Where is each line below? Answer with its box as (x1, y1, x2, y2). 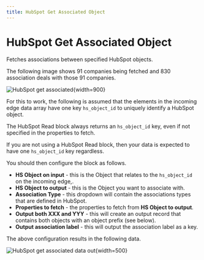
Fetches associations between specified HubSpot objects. (6, 56, 153, 63)
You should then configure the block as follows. (6, 159, 127, 166)
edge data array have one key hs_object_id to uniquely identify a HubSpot (6, 104, 194, 111)
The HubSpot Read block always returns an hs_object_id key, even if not (6, 122, 191, 130)
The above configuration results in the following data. (6, 235, 141, 242)
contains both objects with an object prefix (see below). (15, 217, 156, 224)
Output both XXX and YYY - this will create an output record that (15, 210, 181, 217)
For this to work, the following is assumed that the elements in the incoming (6, 97, 197, 105)
